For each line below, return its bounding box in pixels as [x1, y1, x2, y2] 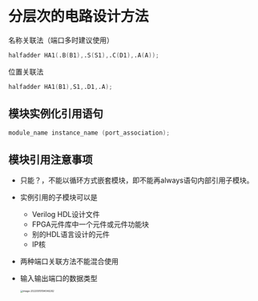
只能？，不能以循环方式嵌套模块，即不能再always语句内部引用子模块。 [19, 175, 254, 185]
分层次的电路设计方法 [8, 7, 150, 26]
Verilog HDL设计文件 [31, 210, 100, 219]
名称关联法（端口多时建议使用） [8, 35, 114, 45]
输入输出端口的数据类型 [19, 274, 98, 283]
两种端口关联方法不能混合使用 [19, 257, 119, 267]
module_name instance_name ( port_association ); [8, 129, 171, 137]
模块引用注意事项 [8, 153, 93, 167]
